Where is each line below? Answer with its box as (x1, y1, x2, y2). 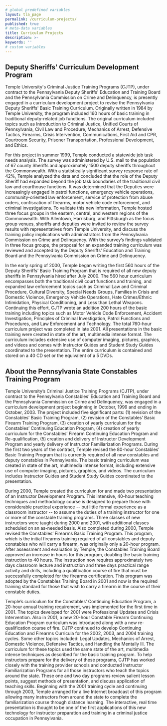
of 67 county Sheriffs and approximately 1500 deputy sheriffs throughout (5, 163, 156, 169)
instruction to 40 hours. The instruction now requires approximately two (5, 557, 153, 563)
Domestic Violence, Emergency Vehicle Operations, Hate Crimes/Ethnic (5, 294, 152, 300)
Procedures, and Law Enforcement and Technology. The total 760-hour (5, 321, 152, 327)
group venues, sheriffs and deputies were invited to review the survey (5, 221, 149, 227)
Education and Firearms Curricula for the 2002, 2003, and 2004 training (5, 630, 154, 637)
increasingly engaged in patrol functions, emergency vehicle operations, (5, 189, 154, 195)
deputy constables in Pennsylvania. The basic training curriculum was (5, 457, 150, 463)
